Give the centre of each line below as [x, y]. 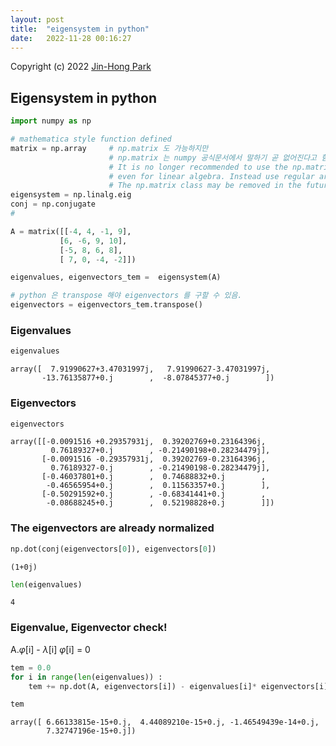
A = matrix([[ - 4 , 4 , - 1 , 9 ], [71, 231]
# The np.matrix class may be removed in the [205, 186]
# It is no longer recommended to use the [198, 167]
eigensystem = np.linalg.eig [71, 195]
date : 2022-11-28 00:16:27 [71, 38]
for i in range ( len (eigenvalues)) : [86, 677]
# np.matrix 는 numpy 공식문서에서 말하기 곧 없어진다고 [213, 157]
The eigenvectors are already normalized [112, 528]
